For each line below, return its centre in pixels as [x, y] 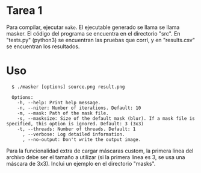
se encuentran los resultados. [43, 46]
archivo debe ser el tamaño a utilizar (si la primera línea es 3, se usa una [96, 157]
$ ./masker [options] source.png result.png [68, 87]
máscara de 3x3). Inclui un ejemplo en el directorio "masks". [81, 163]
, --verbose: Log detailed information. [73, 134]
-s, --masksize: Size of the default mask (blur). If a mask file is [106, 118]
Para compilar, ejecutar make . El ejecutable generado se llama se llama [93, 27]
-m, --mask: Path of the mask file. [63, 113]
